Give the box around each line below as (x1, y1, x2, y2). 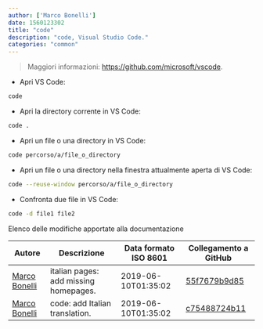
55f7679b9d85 (185, 275, 244, 286)
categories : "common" (8, 41, 79, 49)
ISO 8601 (131, 252, 168, 263)
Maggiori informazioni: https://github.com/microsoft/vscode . (27, 62, 223, 71)
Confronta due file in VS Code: (19, 194, 119, 204)
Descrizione (58, 248, 105, 258)
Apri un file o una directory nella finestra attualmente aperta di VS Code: (19, 165, 253, 175)
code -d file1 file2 (8, 209, 76, 218)
